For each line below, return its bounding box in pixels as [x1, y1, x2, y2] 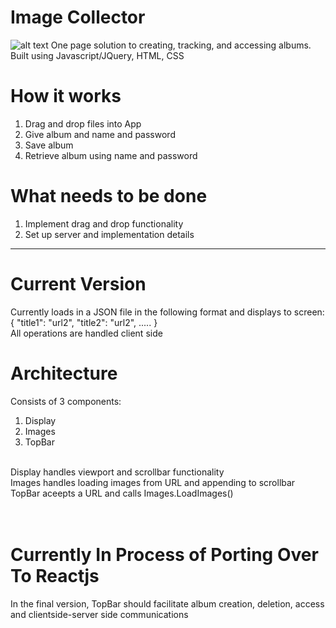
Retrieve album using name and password [24, 149, 198, 161]
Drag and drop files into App [24, 117, 142, 130]
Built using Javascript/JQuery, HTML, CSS [10, 49, 185, 61]
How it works [10, 85, 122, 108]
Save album [24, 139, 74, 151]
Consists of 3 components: [10, 395, 122, 407]
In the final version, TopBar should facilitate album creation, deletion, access [10, 597, 325, 610]
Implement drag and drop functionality [24, 217, 184, 230]
